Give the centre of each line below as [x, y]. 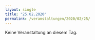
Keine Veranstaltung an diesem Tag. [41, 33]
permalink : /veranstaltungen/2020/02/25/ [48, 19]
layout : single [20, 10]
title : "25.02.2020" [26, 14]
